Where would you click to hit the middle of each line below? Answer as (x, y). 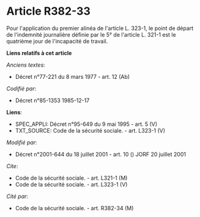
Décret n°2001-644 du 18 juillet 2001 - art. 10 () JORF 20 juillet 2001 (101, 154)
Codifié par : (21, 88)
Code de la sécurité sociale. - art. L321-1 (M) (71, 178)
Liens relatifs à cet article (39, 53)
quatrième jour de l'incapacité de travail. (57, 41)
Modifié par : (22, 142)
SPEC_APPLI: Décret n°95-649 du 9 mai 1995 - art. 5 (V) (86, 124)
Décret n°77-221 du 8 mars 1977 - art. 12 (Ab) (72, 76)
